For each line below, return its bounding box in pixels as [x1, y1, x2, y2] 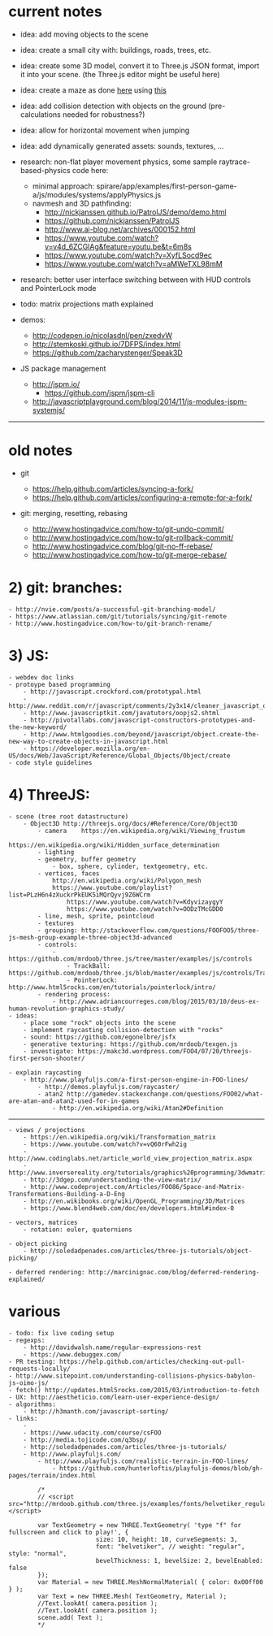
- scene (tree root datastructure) [8, 812, 129, 821]
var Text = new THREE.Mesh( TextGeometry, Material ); [37, 1592, 227, 1600]
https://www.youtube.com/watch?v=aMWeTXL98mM [44, 258, 223, 268]
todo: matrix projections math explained [19, 299, 154, 309]
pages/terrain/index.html [8, 1471, 96, 1479]
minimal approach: [32, 181, 95, 191]
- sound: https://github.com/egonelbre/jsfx [23, 1033, 176, 1041]
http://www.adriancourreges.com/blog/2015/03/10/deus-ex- [59, 997, 260, 1005]
